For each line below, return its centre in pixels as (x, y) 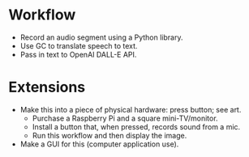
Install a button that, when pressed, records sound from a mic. (136, 126)
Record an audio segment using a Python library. (101, 37)
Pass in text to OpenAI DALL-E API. (78, 54)
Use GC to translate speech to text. (79, 45)
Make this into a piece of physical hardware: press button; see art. (131, 109)
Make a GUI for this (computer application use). (99, 144)
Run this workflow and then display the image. (109, 135)
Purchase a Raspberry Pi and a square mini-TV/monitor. (125, 118)
